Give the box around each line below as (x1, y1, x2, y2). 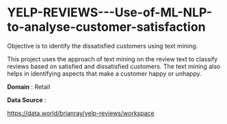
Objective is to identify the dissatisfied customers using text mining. (7, 42, 198, 50)
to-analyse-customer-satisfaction (7, 19, 206, 35)
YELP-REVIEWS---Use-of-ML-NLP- (7, 5, 213, 20)
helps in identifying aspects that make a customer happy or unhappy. (7, 69, 202, 78)
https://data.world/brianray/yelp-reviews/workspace (7, 109, 155, 117)
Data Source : (7, 95, 46, 104)
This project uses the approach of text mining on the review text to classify (7, 55, 218, 63)
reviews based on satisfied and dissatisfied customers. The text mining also (7, 62, 221, 70)
